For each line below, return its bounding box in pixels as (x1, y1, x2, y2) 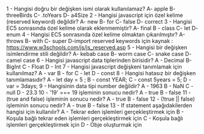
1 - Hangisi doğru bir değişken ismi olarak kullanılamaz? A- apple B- (6, 5, 176, 12)
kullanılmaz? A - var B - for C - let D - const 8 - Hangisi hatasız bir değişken (6, 70, 196, 76)
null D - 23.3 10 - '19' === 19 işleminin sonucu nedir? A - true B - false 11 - (6, 89, 191, 96)
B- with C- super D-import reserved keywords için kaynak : (24, 38, 174, 44)
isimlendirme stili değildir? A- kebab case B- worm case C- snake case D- (6, 50, 192, 57)
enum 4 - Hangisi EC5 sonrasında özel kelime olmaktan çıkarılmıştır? (6, 31, 178, 38)
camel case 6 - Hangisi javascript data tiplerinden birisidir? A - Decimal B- (6, 57, 192, 64)
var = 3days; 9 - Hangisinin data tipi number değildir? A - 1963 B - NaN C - (6, 82, 194, 90)
